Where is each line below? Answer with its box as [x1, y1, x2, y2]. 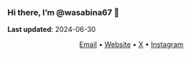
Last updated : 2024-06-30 [7, 25, 96, 34]
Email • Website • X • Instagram [79, 40, 184, 49]
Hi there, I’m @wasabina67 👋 [7, 7, 120, 18]
